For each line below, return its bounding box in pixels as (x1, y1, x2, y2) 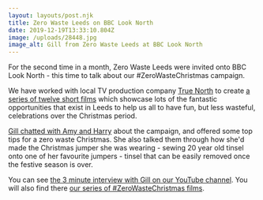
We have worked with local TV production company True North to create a (8, 86, 250, 95)
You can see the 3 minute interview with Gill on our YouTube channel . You (8, 175, 248, 185)
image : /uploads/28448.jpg (8, 33, 97, 42)
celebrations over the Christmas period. (8, 111, 137, 120)
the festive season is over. (8, 160, 93, 169)
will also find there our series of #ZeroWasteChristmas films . (8, 183, 205, 193)
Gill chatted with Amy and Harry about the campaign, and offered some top (8, 127, 253, 136)
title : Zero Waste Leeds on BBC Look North (8, 19, 154, 27)
